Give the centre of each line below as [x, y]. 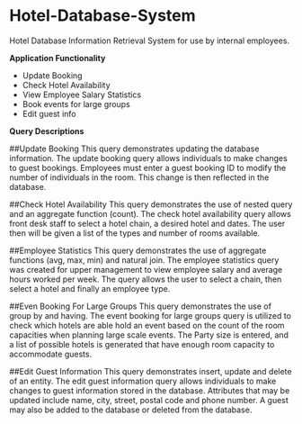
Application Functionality [58, 58]
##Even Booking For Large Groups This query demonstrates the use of [141, 306]
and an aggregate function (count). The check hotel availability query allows [151, 213]
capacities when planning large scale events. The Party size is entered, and [149, 335]
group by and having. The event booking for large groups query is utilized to [151, 315]
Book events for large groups [76, 104]
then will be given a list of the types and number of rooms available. [135, 233]
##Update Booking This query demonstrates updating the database [134, 149]
